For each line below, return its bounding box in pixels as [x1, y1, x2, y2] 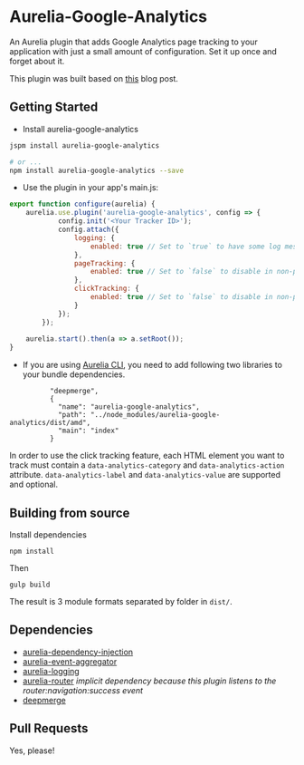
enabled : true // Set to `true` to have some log [90, 242, 281, 251]
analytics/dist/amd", [9, 419, 91, 428]
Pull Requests [9, 721, 89, 736]
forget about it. [9, 55, 65, 66]
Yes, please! [9, 745, 55, 756]
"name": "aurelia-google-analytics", [57, 402, 201, 412]
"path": [57, 411, 88, 420]
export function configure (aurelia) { [9, 199, 156, 209]
